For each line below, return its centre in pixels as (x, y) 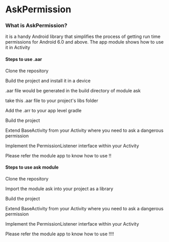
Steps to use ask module (32, 167)
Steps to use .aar (24, 59)
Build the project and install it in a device (48, 80)
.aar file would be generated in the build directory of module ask (73, 90)
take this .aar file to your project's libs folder (52, 100)
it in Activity (18, 48)
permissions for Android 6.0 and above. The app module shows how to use (84, 42)
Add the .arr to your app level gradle (44, 110)
